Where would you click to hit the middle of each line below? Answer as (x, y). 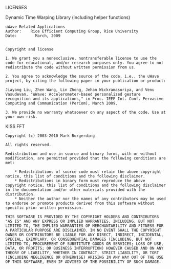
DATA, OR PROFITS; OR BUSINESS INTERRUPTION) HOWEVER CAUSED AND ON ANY (84, 248)
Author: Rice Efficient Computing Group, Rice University (72, 31)
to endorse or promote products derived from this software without (80, 203)
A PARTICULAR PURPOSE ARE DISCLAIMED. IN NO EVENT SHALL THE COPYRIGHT (83, 230)
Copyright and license (29, 49)
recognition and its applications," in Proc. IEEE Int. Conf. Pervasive (84, 99)
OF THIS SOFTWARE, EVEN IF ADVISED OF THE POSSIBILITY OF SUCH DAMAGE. (83, 262)
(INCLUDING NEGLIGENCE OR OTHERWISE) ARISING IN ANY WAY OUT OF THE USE (84, 257)
